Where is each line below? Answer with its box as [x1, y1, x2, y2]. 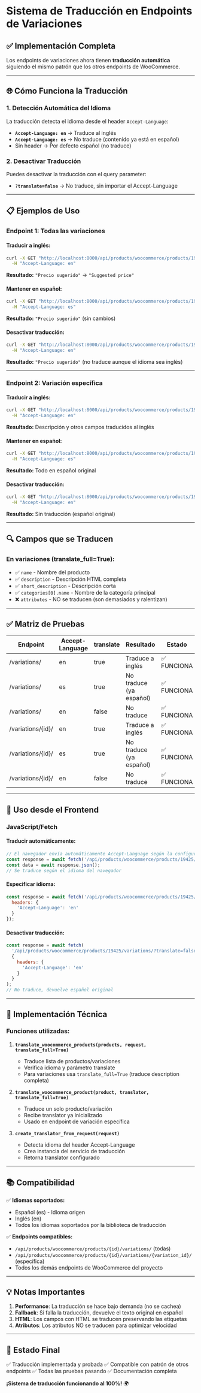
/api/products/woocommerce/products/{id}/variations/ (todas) [14, 1245, 171, 1252]
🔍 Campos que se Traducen [6, 534, 114, 544]
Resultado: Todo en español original [6, 466, 96, 474]
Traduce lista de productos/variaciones [23, 1057, 121, 1065]
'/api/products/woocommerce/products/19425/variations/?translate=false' [11, 948, 199, 954]
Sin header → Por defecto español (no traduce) [14, 142, 132, 149]
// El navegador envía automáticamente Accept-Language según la [6, 851, 172, 857]
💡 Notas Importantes [6, 1287, 86, 1297]
